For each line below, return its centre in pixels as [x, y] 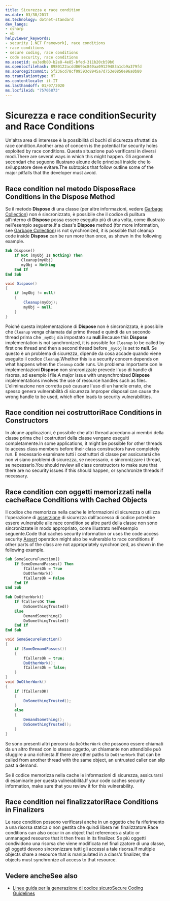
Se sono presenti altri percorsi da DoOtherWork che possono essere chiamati [84, 743]
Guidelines [24, 893]
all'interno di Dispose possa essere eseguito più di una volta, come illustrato [85, 220]
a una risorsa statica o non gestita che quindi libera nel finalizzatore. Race [82, 827]
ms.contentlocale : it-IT [31, 81]
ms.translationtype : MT [30, 76]
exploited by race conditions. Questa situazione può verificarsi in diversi [81, 151]
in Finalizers [25, 810]
